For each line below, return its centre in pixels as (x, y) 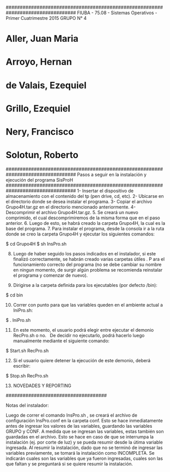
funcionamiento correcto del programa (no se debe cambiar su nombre (87, 264)
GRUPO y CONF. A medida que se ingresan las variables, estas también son (85, 431)
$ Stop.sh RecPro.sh (27, 375)
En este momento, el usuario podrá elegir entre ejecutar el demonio (83, 330)
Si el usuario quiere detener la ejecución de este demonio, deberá (82, 360)
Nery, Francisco (40, 131)
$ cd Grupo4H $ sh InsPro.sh (36, 244)
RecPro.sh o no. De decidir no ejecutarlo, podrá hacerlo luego (79, 335)
